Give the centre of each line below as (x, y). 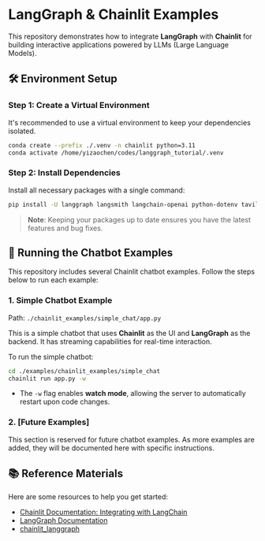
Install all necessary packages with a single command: (97, 190)
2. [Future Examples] (49, 422)
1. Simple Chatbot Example (60, 300)
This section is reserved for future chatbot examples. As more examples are (131, 439)
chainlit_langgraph (50, 528)
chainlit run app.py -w (47, 379)
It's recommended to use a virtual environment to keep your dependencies (129, 122)
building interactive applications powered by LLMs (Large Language (119, 44)
